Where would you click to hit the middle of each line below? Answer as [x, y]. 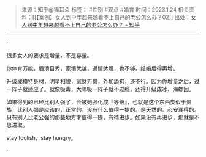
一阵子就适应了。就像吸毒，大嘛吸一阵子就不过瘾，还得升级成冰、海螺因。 [100, 89]
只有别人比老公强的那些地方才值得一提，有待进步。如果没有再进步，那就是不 [103, 117]
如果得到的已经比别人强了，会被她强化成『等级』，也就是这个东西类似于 [96, 102]
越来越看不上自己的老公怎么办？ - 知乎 [91, 25]
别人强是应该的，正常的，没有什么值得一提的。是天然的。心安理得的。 [111, 110]
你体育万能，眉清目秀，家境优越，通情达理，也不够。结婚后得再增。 [92, 68]
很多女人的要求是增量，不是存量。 [49, 55]
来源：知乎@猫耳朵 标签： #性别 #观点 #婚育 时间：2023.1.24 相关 [105, 9]
